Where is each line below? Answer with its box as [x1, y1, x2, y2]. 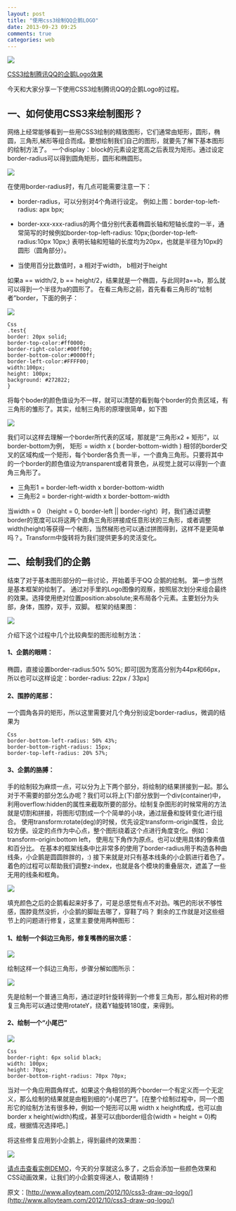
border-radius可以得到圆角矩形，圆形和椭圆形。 [7, 154, 146, 162]
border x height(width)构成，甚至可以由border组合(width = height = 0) [7, 1112, 211, 1121]
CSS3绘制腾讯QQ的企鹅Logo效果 [7, 70, 103, 78]
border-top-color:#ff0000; [7, 339, 86, 346]
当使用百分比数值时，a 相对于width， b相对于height [17, 261, 167, 269]
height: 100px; [7, 370, 52, 377]
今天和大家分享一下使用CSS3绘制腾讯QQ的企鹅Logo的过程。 [7, 85, 183, 94]
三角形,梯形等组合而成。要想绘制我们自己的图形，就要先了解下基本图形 [19, 136, 225, 145]
